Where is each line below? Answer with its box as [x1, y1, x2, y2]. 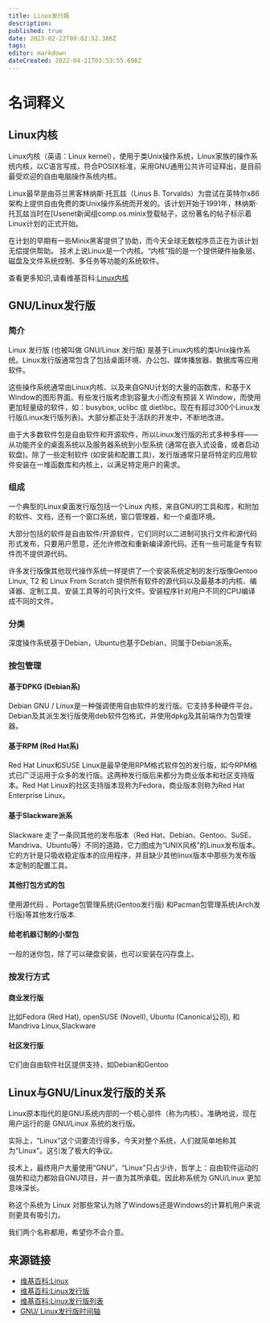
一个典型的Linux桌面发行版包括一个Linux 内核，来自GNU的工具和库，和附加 [8, 501, 260, 511]
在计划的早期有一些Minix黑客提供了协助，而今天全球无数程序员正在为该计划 [8, 235, 259, 246]
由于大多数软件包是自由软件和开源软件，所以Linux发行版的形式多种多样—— [8, 429, 259, 439]
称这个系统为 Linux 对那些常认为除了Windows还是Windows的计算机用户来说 [8, 1201, 261, 1210]
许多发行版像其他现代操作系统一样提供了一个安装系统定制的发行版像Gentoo [8, 565, 259, 576]
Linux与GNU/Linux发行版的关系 [8, 1085, 166, 1099]
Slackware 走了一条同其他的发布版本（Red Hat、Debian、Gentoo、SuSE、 [8, 830, 256, 840]
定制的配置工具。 [14, 860, 72, 870]
